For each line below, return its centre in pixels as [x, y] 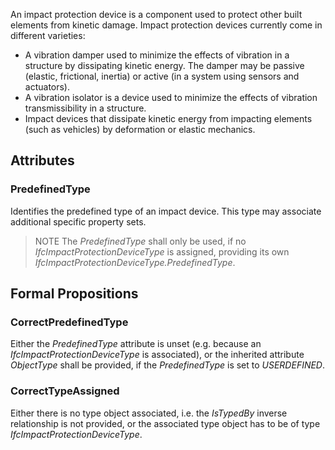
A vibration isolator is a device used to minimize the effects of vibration [171, 97]
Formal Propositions [74, 294]
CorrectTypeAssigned [65, 391]
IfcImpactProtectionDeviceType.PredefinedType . [135, 262]
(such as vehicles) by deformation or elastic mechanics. [140, 129]
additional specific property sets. [78, 221]
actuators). [47, 87]
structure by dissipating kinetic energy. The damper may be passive [164, 65]
